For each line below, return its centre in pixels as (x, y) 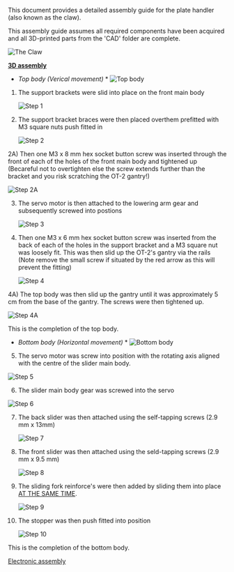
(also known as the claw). (45, 17)
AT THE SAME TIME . (47, 494)
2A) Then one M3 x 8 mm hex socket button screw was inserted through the (117, 154)
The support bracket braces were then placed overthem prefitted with (118, 119)
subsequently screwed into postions (70, 211)
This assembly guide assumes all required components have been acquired (116, 31)
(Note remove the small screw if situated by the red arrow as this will (116, 260)
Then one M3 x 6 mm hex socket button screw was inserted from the (117, 238)
